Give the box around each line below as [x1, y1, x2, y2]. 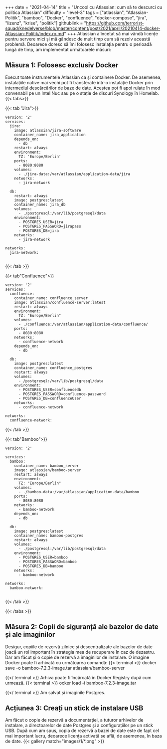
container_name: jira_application [14, 132, 86, 137]
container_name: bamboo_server [14, 463, 79, 468]
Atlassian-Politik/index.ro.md [5, 31, 64, 36]
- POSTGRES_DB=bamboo [18, 563, 64, 568]
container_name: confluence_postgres [14, 365, 93, 371]
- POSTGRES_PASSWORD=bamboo [18, 559, 77, 564]
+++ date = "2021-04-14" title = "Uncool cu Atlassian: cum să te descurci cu [5, 4, 163, 10]
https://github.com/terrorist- [86, 20, 145, 26]
